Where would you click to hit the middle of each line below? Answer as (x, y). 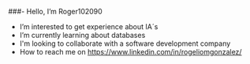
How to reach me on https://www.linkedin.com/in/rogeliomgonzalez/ (131, 52)
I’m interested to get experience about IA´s (89, 26)
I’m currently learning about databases (82, 35)
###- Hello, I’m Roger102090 (55, 11)
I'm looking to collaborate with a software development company (125, 43)
